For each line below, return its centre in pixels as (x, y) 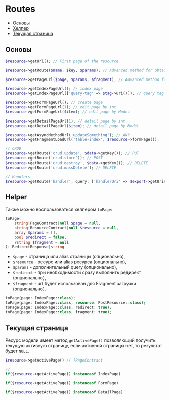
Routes (20, 9)
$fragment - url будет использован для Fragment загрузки (74, 284)
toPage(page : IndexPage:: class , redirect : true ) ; (59, 308)
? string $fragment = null (42, 242)
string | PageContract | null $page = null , (57, 223)
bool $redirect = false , (40, 237)
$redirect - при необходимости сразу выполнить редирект (77, 273)
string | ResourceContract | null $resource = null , (67, 228)
